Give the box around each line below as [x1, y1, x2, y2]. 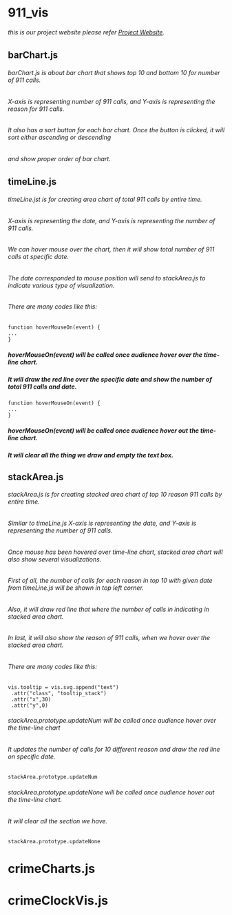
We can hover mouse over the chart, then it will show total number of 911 [8, 245, 215, 254]
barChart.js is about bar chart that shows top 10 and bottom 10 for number [8, 68, 220, 76]
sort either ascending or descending [8, 133, 112, 142]
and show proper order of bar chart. [8, 154, 111, 163]
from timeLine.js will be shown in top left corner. [8, 584, 144, 592]
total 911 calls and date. [8, 382, 78, 391]
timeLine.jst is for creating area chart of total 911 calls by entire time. [8, 195, 202, 204]
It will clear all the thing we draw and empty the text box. [8, 451, 174, 460]
